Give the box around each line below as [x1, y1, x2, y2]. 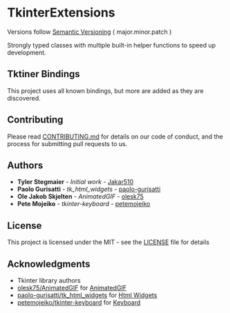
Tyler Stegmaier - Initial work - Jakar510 [17, 178, 134, 186]
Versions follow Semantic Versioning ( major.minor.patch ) [7, 28, 172, 36]
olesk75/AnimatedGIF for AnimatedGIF [17, 284, 127, 292]
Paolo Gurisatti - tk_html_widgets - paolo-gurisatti [17, 185, 161, 194]
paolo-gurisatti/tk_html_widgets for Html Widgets [17, 291, 157, 299]
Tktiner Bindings [7, 68, 81, 80]
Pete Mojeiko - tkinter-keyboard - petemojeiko [17, 200, 151, 208]
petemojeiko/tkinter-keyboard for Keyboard [17, 299, 141, 306]
